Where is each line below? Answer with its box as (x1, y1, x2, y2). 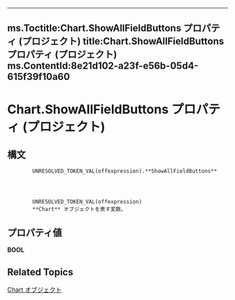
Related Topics (7, 266, 73, 278)
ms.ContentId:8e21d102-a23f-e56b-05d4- (7, 60, 199, 72)
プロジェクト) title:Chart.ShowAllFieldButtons (22, 36, 225, 48)
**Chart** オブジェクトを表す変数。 (32, 206, 127, 213)
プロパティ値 (7, 226, 62, 238)
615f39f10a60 (7, 71, 70, 83)
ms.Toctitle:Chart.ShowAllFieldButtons (7, 22, 182, 34)
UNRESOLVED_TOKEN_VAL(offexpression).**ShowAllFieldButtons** (32, 168, 218, 175)
